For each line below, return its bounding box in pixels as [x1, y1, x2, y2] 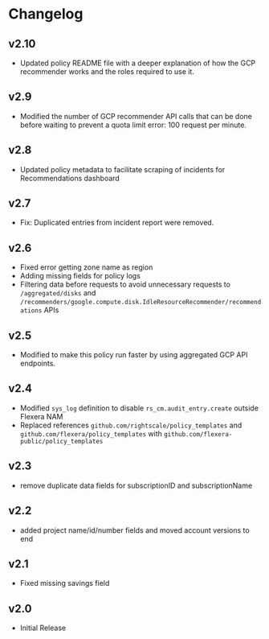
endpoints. [19, 359, 56, 369]
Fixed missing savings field [19, 579, 110, 588]
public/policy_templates [19, 437, 104, 445]
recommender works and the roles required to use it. [19, 67, 195, 76]
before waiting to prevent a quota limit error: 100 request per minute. [19, 120, 247, 130]
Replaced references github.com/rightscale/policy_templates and [19, 420, 243, 430]
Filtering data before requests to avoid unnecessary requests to [19, 279, 231, 290]
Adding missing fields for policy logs [19, 271, 141, 281]
